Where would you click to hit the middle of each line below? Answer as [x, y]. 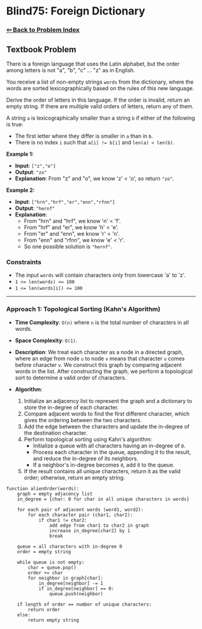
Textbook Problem [41, 49]
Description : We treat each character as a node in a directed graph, [99, 352]
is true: [15, 124]
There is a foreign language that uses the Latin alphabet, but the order [93, 64]
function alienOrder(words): [43, 488]
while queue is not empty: [51, 562]
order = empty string [44, 551]
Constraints [24, 262]
